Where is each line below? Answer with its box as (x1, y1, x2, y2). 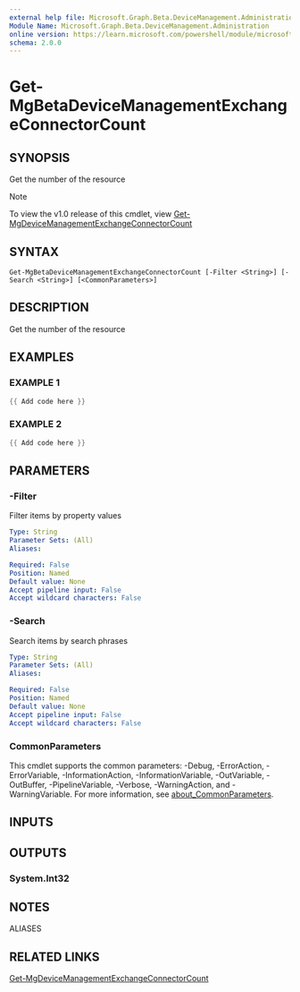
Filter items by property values (9, 510, 122, 521)
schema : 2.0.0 (9, 38, 62, 47)
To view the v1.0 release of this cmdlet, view (9, 209, 172, 219)
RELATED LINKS (9, 949, 100, 964)
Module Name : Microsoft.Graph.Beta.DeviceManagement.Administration (9, 21, 270, 30)
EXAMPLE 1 (9, 377, 61, 389)
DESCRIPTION (9, 300, 89, 315)
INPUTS (9, 815, 54, 830)
